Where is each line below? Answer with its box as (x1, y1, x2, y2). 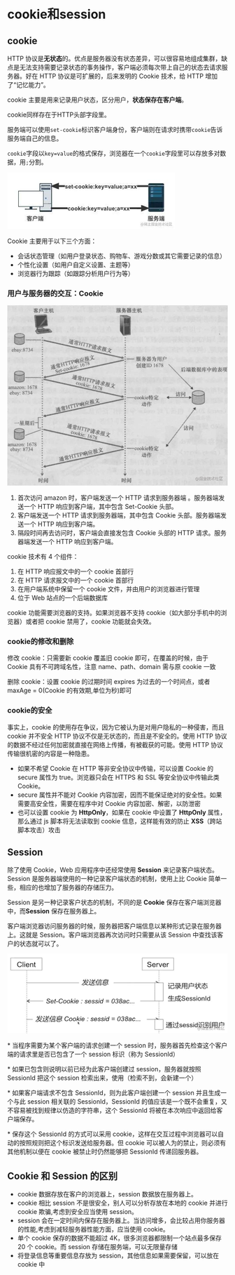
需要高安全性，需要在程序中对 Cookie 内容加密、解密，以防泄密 (17, 799, 201, 807)
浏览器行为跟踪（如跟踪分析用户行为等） (17, 270, 134, 277)
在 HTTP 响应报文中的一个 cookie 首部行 (17, 567, 134, 576)
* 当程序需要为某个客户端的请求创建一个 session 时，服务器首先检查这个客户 (7, 1041, 228, 1050)
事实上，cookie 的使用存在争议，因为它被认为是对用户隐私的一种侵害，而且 (7, 722, 225, 731)
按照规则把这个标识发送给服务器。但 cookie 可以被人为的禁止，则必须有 (19, 1139, 226, 1147)
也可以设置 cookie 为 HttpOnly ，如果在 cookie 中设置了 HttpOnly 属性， (17, 808, 227, 817)
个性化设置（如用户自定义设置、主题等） (17, 260, 134, 269)
